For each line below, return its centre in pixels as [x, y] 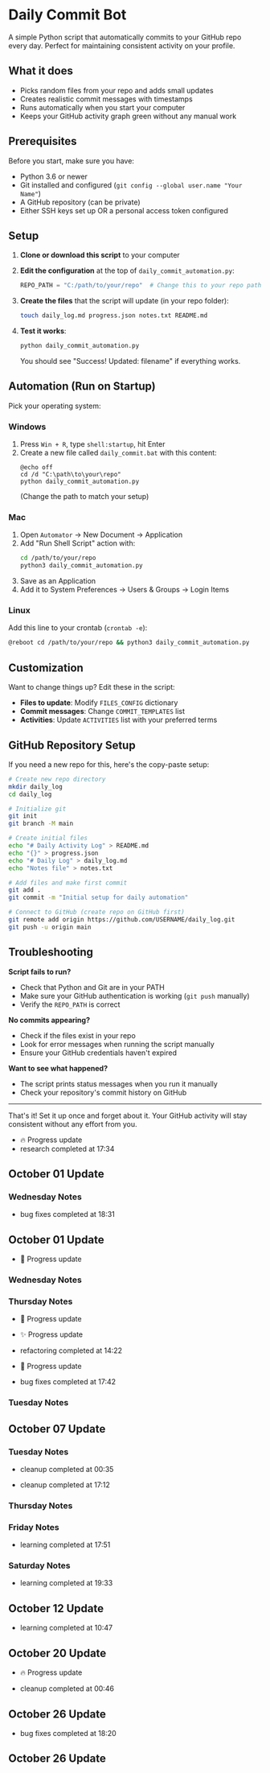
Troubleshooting [51, 952]
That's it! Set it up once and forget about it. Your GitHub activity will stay [128, 1115]
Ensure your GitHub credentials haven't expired [98, 1053]
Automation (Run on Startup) [82, 387]
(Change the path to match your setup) [84, 497]
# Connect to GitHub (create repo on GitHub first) [96, 912]
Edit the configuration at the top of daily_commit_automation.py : [127, 270]
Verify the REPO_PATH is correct [70, 1004]
